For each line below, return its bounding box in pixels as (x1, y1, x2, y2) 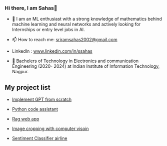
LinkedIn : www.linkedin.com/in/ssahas (11, 48, 93, 54)
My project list (4, 83, 50, 92)
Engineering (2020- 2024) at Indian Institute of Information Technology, (11, 63, 160, 69)
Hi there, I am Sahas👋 (4, 5, 57, 12)
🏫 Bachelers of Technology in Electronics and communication (11, 58, 138, 64)
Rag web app (11, 116, 39, 122)
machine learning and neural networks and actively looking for (11, 21, 141, 27)
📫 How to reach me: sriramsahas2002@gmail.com (11, 37, 118, 43)
